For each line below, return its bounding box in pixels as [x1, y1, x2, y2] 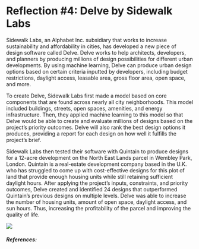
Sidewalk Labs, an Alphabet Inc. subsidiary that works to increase [6, 36, 168, 43]
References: [6, 236, 37, 243]
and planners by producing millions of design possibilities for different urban [6, 55, 193, 62]
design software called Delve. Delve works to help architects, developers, [6, 49, 186, 56]
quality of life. [6, 211, 40, 218]
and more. [6, 80, 31, 87]
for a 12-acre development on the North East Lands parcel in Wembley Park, [6, 154, 192, 161]
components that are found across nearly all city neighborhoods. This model [6, 98, 194, 105]
